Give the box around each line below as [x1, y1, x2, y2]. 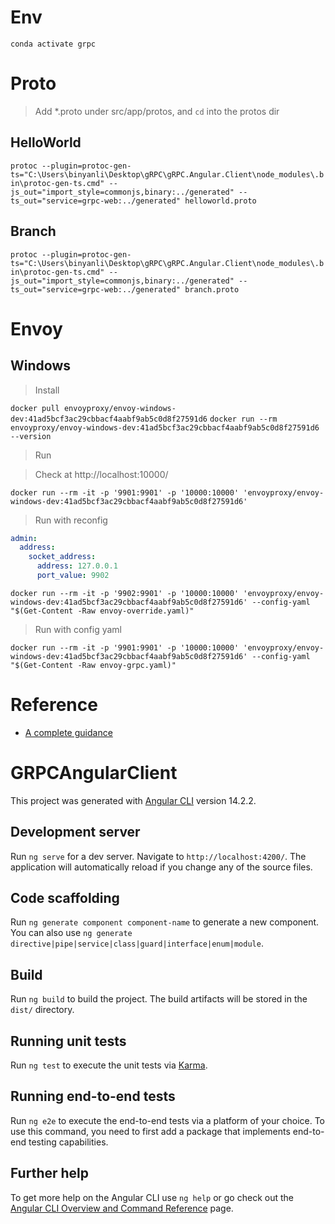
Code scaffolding [10, 889, 120, 906]
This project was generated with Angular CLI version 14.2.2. [10, 794, 257, 806]
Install [34, 384, 60, 396]
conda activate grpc [10, 39, 97, 49]
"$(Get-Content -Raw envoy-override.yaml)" [10, 606, 195, 616]
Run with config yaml [34, 623, 123, 635]
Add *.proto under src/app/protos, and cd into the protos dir [34, 105, 280, 117]
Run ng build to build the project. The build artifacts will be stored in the [10, 993, 308, 1005]
